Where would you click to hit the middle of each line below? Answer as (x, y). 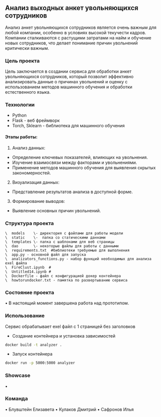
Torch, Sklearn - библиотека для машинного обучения (69, 126)
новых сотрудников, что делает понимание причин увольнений (71, 43)
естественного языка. (28, 92)
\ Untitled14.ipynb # (28, 272)
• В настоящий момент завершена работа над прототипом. (67, 303)
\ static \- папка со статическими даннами (55, 238)
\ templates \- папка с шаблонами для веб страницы (60, 242)
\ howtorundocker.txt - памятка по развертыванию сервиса (66, 280)
